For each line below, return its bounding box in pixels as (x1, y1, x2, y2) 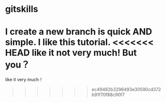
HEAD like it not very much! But (5, 47, 137, 58)
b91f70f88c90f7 (91, 92, 125, 98)
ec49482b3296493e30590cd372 (91, 87, 162, 93)
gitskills (5, 3, 38, 15)
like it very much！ (5, 77, 44, 83)
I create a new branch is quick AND (5, 26, 153, 38)
